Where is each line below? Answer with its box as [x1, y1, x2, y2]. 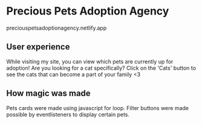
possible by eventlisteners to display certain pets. [6, 111, 130, 118]
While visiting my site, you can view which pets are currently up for [6, 57, 174, 65]
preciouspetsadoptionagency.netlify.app [6, 24, 107, 31]
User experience [6, 42, 70, 52]
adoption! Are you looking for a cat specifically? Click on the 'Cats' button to [6, 64, 197, 71]
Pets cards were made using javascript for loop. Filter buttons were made [6, 104, 189, 111]
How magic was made [6, 88, 91, 99]
